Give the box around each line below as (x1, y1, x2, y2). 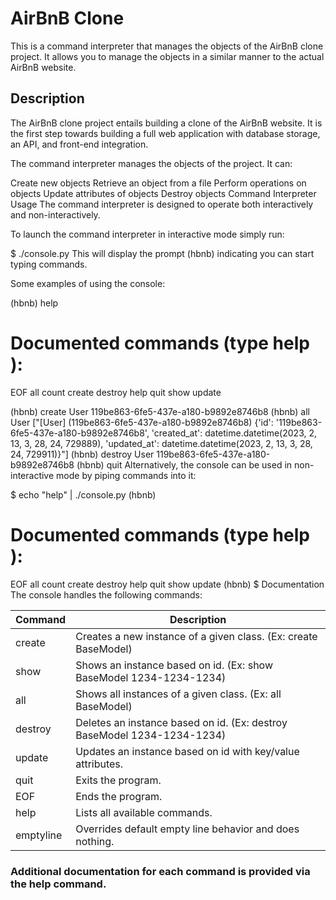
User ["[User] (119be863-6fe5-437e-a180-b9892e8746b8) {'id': (10, 416, 274, 428)
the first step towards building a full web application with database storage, (10, 127, 321, 139)
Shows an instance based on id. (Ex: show (75, 658, 273, 672)
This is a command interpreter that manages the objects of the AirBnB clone (10, 40, 324, 52)
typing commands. (10, 258, 88, 270)
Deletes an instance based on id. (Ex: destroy (75, 715, 288, 729)
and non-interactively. (10, 208, 101, 221)
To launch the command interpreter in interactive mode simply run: (10, 228, 285, 240)
